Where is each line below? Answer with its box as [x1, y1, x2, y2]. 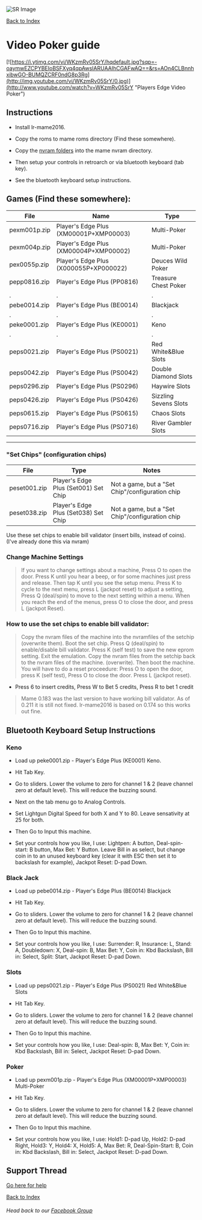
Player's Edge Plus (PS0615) [56, 409, 139, 417]
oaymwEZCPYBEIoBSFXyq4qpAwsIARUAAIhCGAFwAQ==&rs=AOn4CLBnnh [6, 64, 194, 72]
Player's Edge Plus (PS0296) [56, 382, 139, 390]
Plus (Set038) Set [53, 508, 103, 517]
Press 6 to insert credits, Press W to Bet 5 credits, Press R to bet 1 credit [14, 683, 194, 691]
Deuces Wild [151, 256, 188, 264]
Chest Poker [151, 281, 186, 290]
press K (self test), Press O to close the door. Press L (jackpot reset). [20, 672, 191, 679]
